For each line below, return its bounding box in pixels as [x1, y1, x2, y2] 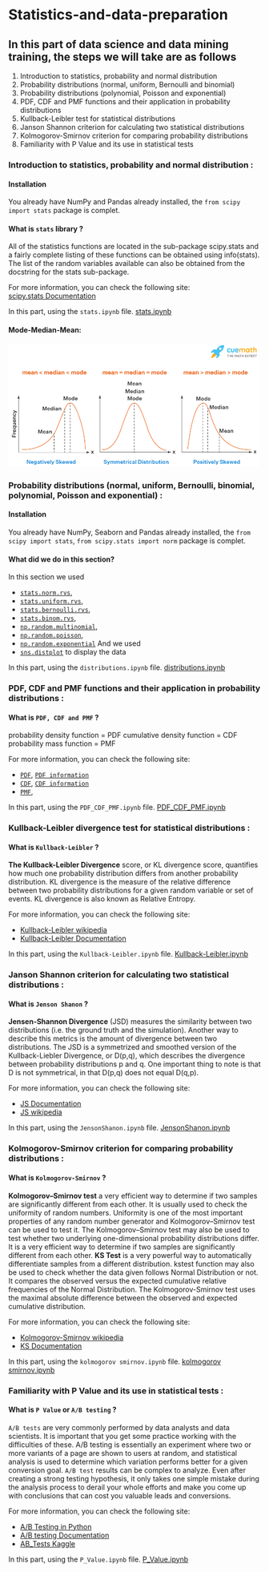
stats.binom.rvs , [19, 613, 77, 623]
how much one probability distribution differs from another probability [8, 869, 239, 878]
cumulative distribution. [8, 1301, 86, 1311]
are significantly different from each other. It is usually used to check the [8, 1199, 248, 1209]
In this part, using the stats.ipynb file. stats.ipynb [8, 307, 172, 316]
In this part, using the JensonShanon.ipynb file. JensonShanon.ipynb [8, 1123, 231, 1133]
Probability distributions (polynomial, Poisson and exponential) [19, 88, 227, 98]
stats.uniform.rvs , [19, 596, 84, 606]
